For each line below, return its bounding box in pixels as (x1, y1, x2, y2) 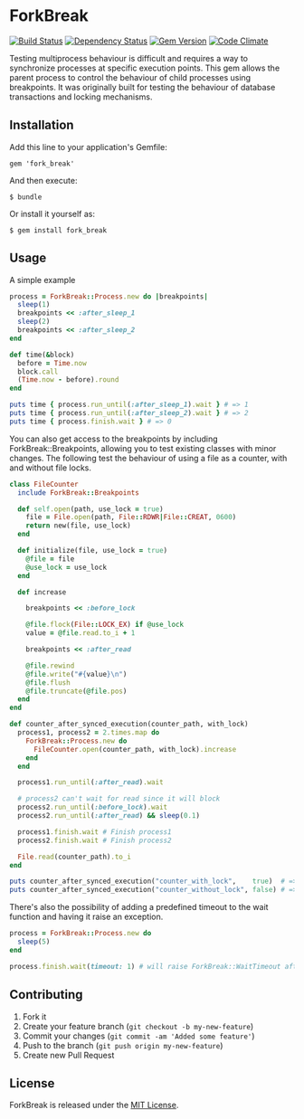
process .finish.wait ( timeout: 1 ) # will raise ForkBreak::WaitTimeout (9, 962, 281, 971)
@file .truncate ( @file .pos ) (25, 687, 128, 696)
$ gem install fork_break (9, 225, 107, 235)
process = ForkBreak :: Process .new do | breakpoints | (9, 291, 208, 301)
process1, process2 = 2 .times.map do (17, 728, 160, 737)
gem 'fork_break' (9, 159, 75, 168)
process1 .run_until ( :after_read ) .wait (17, 778, 165, 787)
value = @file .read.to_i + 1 (25, 629, 136, 638)
